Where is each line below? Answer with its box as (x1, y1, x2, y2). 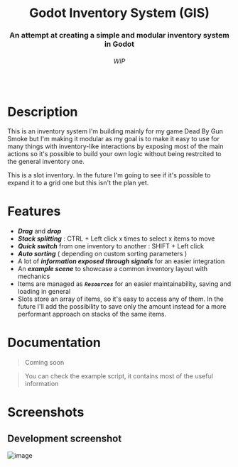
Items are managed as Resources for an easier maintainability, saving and (17, 280, 232, 288)
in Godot (104, 39, 135, 49)
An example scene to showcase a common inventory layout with (17, 265, 208, 273)
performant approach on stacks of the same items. (17, 310, 167, 319)
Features (7, 204, 61, 219)
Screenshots (7, 405, 85, 420)
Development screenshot (7, 432, 122, 444)
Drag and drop (17, 227, 62, 236)
